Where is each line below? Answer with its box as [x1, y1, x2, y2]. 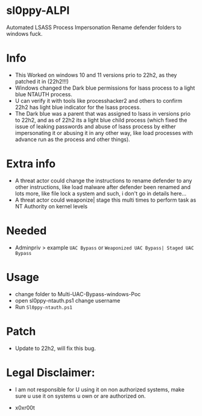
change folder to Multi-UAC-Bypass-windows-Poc [14, 290, 141, 297]
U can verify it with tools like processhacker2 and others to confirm [14, 97, 183, 104]
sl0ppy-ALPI [6, 4, 70, 18]
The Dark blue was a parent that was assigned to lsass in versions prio [14, 110, 191, 117]
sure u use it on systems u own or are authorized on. [14, 392, 146, 400]
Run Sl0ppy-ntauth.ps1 [14, 303, 72, 311]
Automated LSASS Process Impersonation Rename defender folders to [6, 24, 182, 31]
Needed [6, 224, 47, 237]
